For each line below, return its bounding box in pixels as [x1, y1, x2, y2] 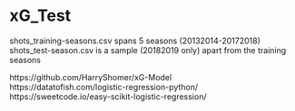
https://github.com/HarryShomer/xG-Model [9, 71, 172, 82]
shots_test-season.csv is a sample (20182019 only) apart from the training [9, 44, 287, 55]
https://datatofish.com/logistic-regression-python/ [9, 81, 199, 92]
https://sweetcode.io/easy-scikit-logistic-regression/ [9, 91, 207, 102]
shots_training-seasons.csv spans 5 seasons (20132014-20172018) [9, 35, 261, 46]
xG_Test [9, 5, 72, 26]
